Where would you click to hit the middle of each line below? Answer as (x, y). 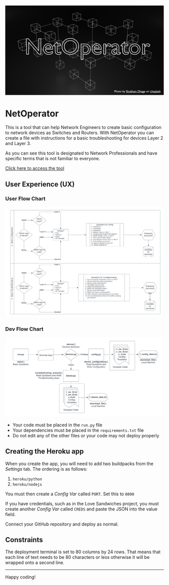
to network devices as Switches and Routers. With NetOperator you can (80, 133)
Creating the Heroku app (45, 451)
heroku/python (27, 479)
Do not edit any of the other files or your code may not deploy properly (86, 435)
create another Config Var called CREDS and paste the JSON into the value (81, 509)
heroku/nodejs (27, 484)
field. (11, 514)
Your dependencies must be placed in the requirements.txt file (78, 430)
